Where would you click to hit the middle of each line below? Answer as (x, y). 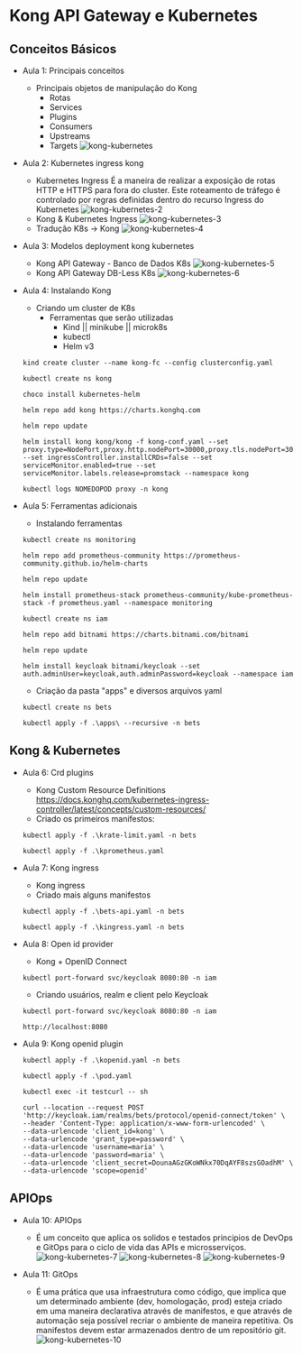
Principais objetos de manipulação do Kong (116, 88)
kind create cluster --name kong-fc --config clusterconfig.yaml (147, 363)
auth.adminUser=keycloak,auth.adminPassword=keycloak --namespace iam (158, 674)
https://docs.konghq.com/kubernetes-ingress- (123, 799)
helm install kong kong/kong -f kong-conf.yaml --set (125, 442)
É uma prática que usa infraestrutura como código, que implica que (161, 1292)
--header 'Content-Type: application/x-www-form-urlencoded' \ (144, 1123)
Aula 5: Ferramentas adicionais (80, 506)
